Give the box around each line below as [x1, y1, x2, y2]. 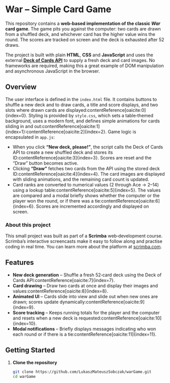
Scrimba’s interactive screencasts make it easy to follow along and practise [5, 238, 162, 244]
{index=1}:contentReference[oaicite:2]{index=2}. [5, 129, 107, 135]
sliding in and [5, 123, 33, 129]
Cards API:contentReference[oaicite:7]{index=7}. [12, 277, 115, 283]
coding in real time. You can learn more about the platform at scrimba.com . [5, 244, 162, 250]
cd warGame [12, 374, 36, 379]
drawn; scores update [12, 299, 59, 305]
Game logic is [108, 129, 137, 135]
